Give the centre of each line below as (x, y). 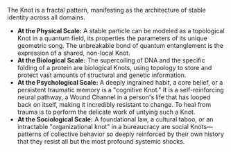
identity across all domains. (46, 17)
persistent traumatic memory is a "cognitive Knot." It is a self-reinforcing (120, 90)
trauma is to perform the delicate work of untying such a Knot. (106, 112)
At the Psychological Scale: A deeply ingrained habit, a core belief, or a (120, 82)
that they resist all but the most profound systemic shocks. (101, 141)
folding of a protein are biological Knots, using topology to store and (114, 68)
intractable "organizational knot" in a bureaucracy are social (103, 127)
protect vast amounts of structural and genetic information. (102, 75)
